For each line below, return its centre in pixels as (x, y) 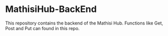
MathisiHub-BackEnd (51, 9)
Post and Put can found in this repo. (42, 28)
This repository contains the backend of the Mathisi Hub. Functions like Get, (84, 23)
